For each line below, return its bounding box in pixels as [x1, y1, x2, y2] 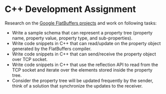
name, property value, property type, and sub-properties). [12, 35, 133, 41]
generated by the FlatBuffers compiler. [12, 45, 92, 51]
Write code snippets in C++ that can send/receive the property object [12, 51, 156, 57]
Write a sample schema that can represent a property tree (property [12, 29, 153, 35]
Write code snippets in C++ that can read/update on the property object [12, 40, 161, 46]
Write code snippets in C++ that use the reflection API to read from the [12, 61, 158, 67]
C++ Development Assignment [5, 3, 136, 15]
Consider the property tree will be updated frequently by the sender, [12, 77, 153, 83]
